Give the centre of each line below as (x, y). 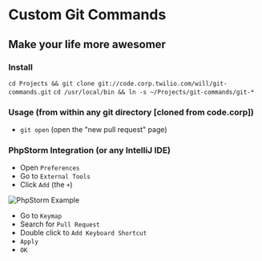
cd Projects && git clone (51, 83)
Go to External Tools (55, 176)
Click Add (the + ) (46, 185)
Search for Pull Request (60, 224)
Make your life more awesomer (87, 44)
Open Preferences (50, 168)
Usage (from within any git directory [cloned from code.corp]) (131, 112)
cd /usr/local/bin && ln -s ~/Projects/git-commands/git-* (154, 92)
